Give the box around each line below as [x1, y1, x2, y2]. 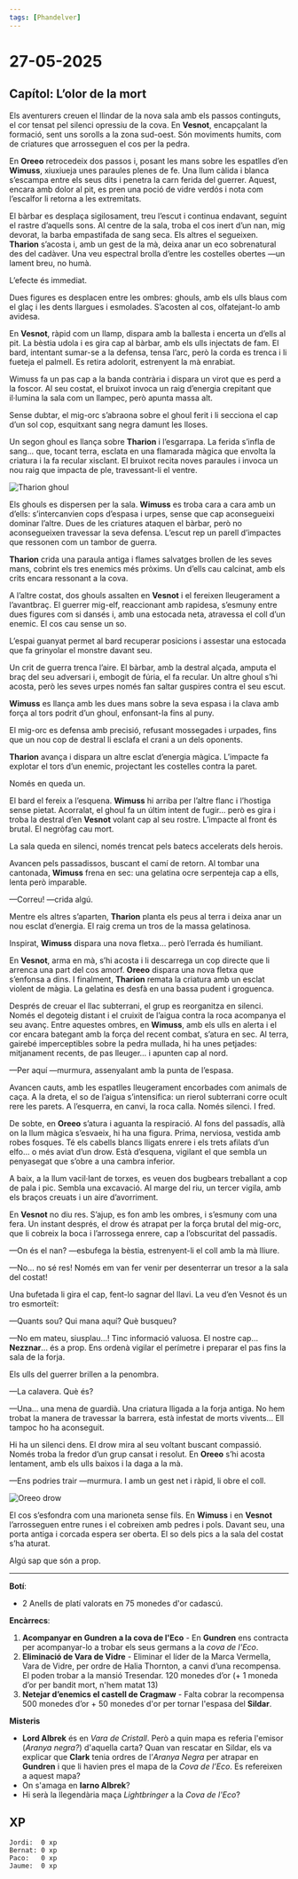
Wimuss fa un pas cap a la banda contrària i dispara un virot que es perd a [9, 374, 281, 384]
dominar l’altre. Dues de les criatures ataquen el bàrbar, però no [9, 517, 242, 528]
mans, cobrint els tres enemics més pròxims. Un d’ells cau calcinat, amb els [9, 563, 286, 573]
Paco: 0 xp [9, 1854, 58, 1863]
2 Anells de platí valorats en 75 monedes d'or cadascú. [21, 1598, 223, 1608]
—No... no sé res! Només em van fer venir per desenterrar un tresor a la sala [9, 1262, 289, 1273]
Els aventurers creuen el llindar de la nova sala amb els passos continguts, [9, 110, 281, 121]
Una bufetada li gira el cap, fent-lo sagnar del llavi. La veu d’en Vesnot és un [9, 1289, 287, 1299]
